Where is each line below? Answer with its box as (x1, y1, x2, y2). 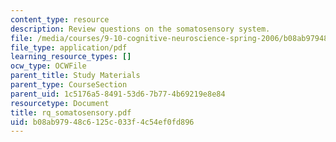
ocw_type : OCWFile (10, 61, 87, 71)
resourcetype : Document (10, 98, 110, 108)
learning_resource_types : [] (10, 52, 132, 62)
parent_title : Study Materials (10, 71, 141, 81)
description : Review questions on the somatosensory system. (10, 24, 271, 34)
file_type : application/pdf (10, 42, 128, 53)
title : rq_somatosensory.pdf (10, 107, 132, 118)
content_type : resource (10, 14, 110, 25)
